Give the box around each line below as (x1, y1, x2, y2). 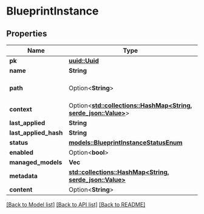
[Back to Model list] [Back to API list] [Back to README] (6, 201, 146, 208)
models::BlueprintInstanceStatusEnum (69, 138, 183, 147)
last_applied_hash (9, 129, 63, 137)
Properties (6, 28, 47, 39)
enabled (9, 149, 33, 156)
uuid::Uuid (69, 56, 99, 65)
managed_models (9, 158, 63, 166)
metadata (9, 172, 38, 180)
